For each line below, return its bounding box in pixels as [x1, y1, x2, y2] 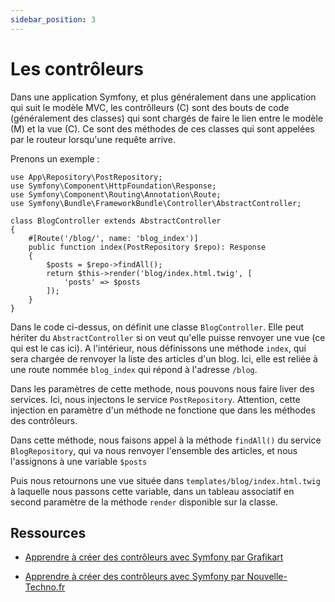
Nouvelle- [246, 571, 288, 583]
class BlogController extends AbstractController [10, 216, 222, 226]
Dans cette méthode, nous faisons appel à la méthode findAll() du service [10, 434, 322, 446]
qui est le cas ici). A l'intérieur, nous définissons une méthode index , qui [10, 342, 307, 354]
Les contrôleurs [10, 57, 144, 80]
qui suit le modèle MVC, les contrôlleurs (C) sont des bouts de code [10, 101, 290, 113]
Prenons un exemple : [10, 152, 100, 165]
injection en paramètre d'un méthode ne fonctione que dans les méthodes [10, 404, 316, 416]
